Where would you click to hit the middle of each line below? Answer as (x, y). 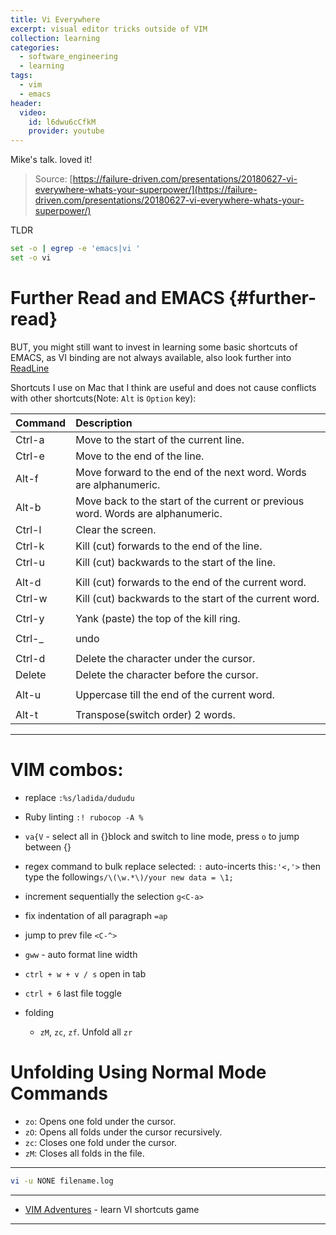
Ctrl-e (30, 456)
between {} (48, 847)
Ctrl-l (28, 529)
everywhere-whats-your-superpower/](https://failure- (146, 190)
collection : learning (55, 38)
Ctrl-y (30, 618)
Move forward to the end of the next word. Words (191, 472)
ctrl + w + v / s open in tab (85, 973)
